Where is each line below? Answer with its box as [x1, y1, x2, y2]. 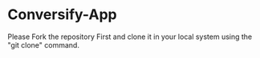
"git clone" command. [7, 40, 79, 49]
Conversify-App [7, 6, 117, 24]
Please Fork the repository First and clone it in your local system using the [7, 32, 253, 41]
